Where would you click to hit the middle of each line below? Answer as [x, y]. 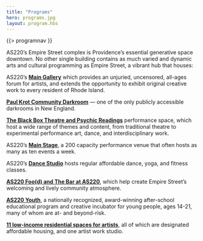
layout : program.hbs [33, 23]
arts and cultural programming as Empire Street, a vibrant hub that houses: [100, 65]
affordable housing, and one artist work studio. [65, 231]
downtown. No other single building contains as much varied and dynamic [99, 59]
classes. [17, 170]
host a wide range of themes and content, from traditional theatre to [91, 127]
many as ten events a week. [41, 152]
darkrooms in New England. [41, 109]
